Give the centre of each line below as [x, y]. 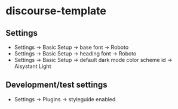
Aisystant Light [33, 66]
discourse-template [56, 11]
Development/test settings [57, 85]
